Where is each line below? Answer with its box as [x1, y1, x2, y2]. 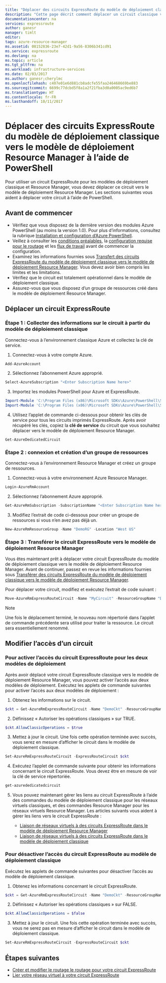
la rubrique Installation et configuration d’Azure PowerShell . [12, 232, 133, 238]
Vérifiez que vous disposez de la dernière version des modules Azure [12, 222, 154, 228]
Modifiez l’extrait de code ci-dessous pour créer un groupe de [12, 512, 139, 518]
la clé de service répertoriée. [12, 773, 71, 779]
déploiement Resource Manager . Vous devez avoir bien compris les [12, 264, 150, 270]
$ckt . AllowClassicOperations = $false [5, 911, 85, 916]
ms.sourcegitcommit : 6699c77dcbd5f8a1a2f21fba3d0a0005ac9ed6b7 [5, 85, 138, 90]
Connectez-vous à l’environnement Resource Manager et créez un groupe [5, 460, 157, 466]
